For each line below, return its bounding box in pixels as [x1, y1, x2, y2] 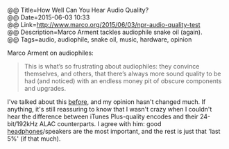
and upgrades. [24, 85, 67, 92]
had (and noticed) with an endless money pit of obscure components [24, 77, 222, 85]
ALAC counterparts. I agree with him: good [39, 120, 162, 128]
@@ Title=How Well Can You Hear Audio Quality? [7, 6, 149, 14]
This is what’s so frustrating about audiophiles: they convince [24, 62, 200, 70]
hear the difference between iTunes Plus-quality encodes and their [7, 112, 199, 121]
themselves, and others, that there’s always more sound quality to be [24, 69, 221, 78]
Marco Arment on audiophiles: [7, 49, 94, 57]
